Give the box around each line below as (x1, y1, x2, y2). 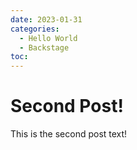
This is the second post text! (10, 128, 128, 140)
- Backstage (19, 42, 70, 53)
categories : (10, 24, 60, 34)
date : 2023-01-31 (10, 14, 83, 25)
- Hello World (19, 33, 78, 43)
